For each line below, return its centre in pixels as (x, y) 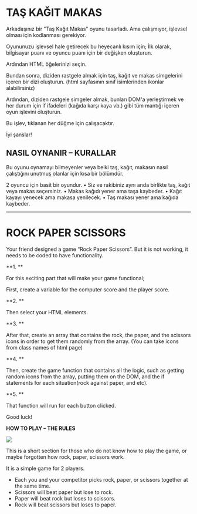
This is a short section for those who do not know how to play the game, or (96, 451)
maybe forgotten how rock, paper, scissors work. (65, 457)
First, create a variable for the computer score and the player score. (88, 289)
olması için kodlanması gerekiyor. (46, 35)
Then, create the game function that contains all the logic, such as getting (95, 370)
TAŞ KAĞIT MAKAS (54, 13)
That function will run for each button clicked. (61, 405)
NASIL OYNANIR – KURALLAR (61, 153)
